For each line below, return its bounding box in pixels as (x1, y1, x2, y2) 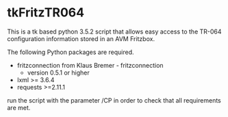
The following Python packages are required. (7, 48, 135, 56)
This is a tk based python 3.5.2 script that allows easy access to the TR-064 (7, 27, 222, 36)
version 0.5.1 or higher (27, 68, 90, 77)
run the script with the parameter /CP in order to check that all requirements (7, 96, 221, 104)
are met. (7, 103, 31, 112)
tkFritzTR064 (7, 5, 84, 21)
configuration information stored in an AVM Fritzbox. (7, 34, 155, 42)
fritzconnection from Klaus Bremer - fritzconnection (16, 61, 164, 69)
